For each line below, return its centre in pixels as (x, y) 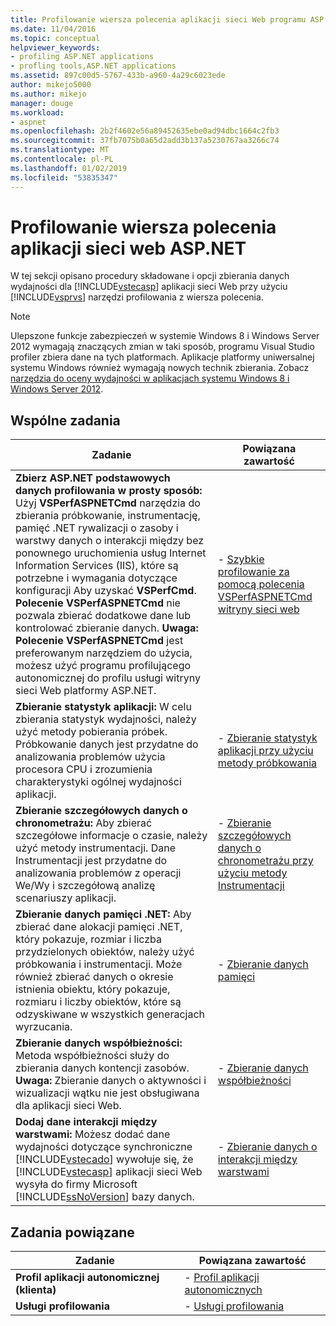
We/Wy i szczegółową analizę (85, 886)
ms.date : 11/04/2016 (53, 29)
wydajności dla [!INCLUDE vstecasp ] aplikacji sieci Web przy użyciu (149, 287)
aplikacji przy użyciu (265, 751)
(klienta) (36, 1290)
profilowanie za (253, 572)
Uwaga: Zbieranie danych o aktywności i (111, 1081)
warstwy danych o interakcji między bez (110, 541)
